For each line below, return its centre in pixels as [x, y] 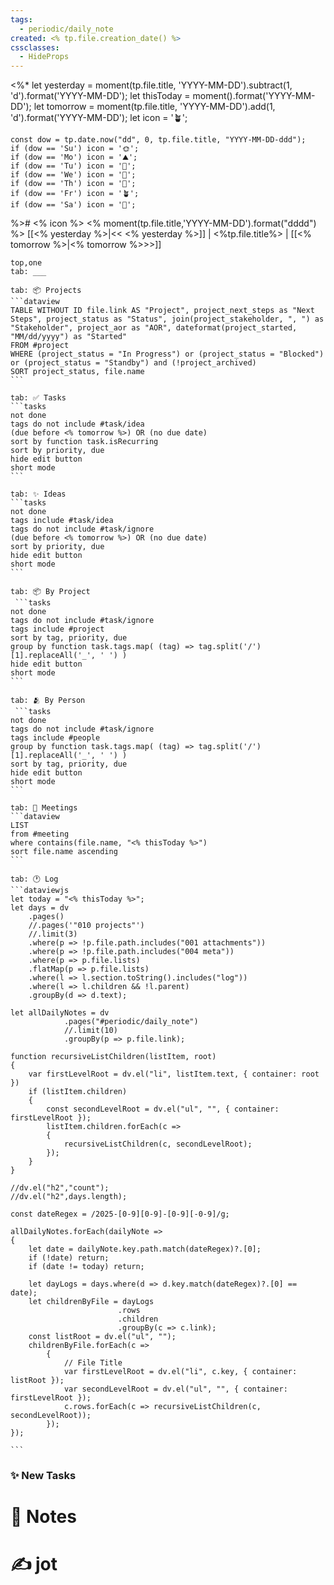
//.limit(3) [53, 934]
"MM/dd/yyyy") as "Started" [69, 337]
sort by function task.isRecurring [84, 442]
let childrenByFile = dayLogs [91, 1302]
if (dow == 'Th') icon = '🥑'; [73, 184]
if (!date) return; [69, 1258]
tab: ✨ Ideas [38, 494]
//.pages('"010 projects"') [86, 926]
